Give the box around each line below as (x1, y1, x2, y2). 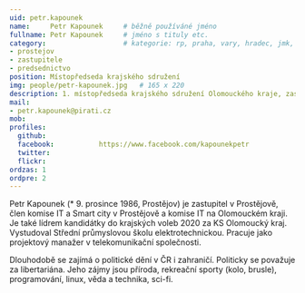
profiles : (9, 123, 47, 132)
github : (17, 132, 47, 141)
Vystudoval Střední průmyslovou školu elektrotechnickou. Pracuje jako (9, 228, 273, 239)
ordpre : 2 (9, 173, 47, 182)
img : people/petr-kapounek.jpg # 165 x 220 (9, 81, 184, 90)
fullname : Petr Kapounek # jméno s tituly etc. (9, 30, 209, 39)
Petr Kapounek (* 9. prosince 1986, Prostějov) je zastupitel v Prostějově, (9, 199, 279, 210)
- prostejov (9, 47, 54, 56)
